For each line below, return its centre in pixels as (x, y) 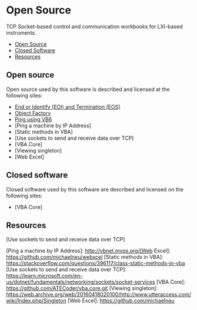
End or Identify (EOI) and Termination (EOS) (67, 107)
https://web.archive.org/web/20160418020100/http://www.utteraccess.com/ (98, 295)
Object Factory (33, 113)
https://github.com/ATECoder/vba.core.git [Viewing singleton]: (82, 288)
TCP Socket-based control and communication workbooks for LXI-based (94, 26)
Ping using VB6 (33, 119)
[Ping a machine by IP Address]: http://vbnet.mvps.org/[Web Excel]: (88, 251)
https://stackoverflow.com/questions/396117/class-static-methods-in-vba (96, 263)
